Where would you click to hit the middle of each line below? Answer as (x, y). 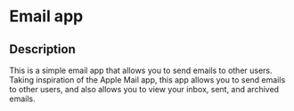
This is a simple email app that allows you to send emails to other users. (141, 70)
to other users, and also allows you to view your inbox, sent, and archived (144, 89)
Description (42, 49)
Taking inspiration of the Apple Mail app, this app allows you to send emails (147, 80)
